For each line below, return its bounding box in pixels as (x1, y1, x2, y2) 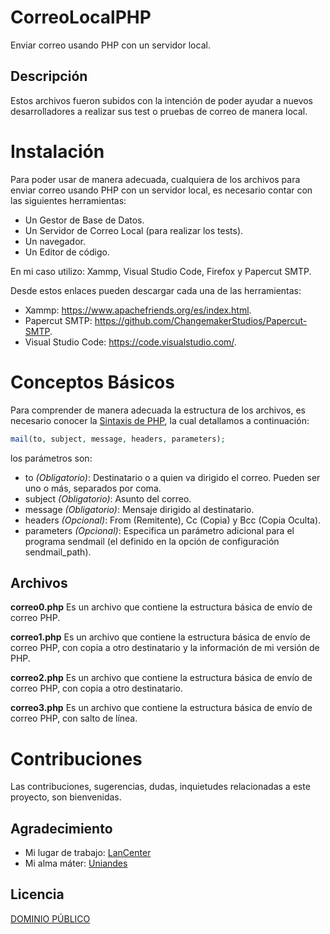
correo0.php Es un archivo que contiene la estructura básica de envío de (10, 601, 313, 613)
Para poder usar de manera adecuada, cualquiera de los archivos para (10, 173, 301, 185)
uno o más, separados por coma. (24, 482, 162, 494)
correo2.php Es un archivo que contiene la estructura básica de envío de (10, 672, 313, 684)
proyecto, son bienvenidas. (10, 791, 122, 803)
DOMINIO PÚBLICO (10, 912, 91, 925)
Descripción (10, 68, 88, 85)
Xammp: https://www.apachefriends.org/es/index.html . (24, 304, 252, 316)
